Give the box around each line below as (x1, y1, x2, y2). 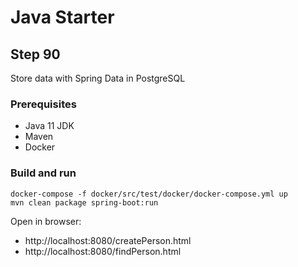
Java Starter (10, 6, 115, 29)
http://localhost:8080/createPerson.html (24, 234, 192, 246)
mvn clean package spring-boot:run (10, 197, 159, 208)
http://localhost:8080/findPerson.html (24, 245, 182, 257)
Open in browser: (10, 215, 82, 227)
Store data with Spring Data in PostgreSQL (10, 72, 186, 84)
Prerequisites (10, 97, 77, 111)
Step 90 (10, 46, 61, 63)
